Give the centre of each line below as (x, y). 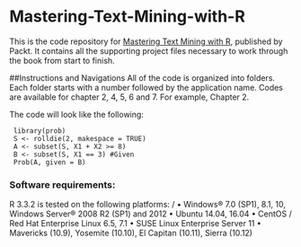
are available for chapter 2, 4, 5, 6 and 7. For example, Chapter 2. (129, 97)
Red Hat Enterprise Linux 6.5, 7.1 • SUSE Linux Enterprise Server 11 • (136, 224)
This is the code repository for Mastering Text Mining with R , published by (146, 41)
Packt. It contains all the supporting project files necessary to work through (149, 50)
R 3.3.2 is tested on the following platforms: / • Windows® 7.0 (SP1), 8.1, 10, (147, 205)
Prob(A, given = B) (50, 162)
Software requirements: (62, 184)
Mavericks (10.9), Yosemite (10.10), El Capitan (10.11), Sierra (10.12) (131, 233)
